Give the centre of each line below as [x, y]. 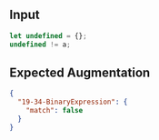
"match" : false [55, 111]
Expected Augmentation [80, 72]
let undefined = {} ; [49, 35]
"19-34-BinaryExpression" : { [73, 102]
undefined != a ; [40, 45]
